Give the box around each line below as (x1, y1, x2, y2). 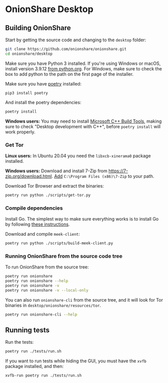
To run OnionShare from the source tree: (5, 264, 89, 270)
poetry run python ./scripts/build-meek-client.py (5, 241, 113, 246)
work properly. (5, 129, 36, 135)
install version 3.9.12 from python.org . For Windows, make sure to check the (5, 65, 162, 71)
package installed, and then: (5, 363, 64, 369)
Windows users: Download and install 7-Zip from (5, 167, 108, 174)
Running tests (5, 326, 50, 335)
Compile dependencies (5, 205, 63, 212)
